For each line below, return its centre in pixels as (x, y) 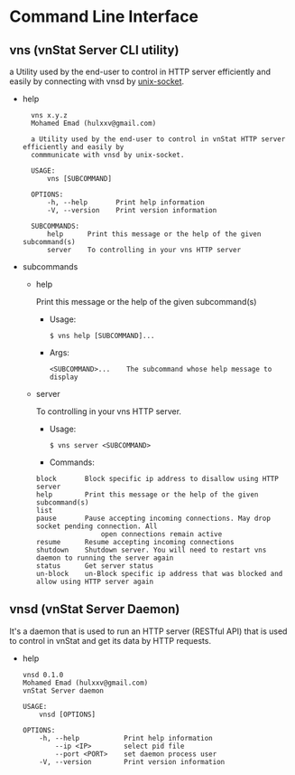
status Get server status (95, 566)
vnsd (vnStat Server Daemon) (95, 609)
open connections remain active (161, 534)
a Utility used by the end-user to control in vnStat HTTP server (158, 139)
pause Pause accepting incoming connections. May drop (153, 518)
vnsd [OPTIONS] (68, 714)
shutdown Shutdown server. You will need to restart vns (151, 550)
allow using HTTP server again (95, 581)
